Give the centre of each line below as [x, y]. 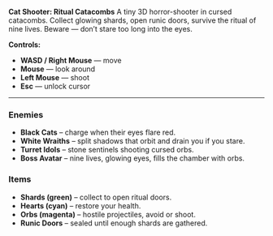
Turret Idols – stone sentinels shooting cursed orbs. [107, 150]
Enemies [26, 114]
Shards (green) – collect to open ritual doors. [96, 197]
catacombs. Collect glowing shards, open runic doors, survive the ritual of [132, 20]
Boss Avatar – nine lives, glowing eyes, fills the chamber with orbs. [132, 158]
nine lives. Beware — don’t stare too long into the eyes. [100, 29]
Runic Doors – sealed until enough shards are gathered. [114, 223]
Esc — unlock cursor [55, 86]
